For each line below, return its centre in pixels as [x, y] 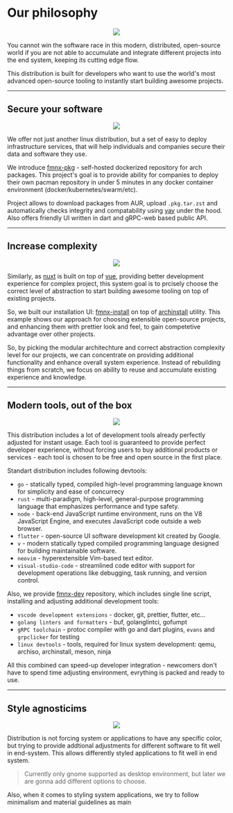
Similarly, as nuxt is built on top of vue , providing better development [106, 276]
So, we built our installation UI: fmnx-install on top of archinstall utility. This [114, 312]
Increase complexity [52, 246]
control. [28, 581]
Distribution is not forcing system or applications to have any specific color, [115, 739]
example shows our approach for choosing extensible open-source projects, [116, 319]
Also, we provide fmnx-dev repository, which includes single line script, [109, 594]
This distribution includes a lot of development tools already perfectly [106, 435]
